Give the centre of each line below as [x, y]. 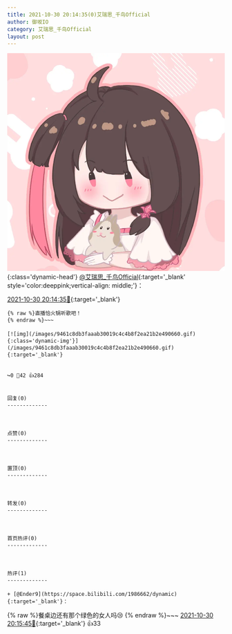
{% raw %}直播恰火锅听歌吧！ [44, 314]
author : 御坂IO [28, 22]
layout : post [26, 37]
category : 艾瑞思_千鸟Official [49, 29]
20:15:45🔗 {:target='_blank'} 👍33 [54, 624]
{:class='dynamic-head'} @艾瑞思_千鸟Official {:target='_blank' [96, 277]
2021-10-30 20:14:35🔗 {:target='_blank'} [64, 299]
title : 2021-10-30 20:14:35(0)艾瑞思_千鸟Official [79, 15]
